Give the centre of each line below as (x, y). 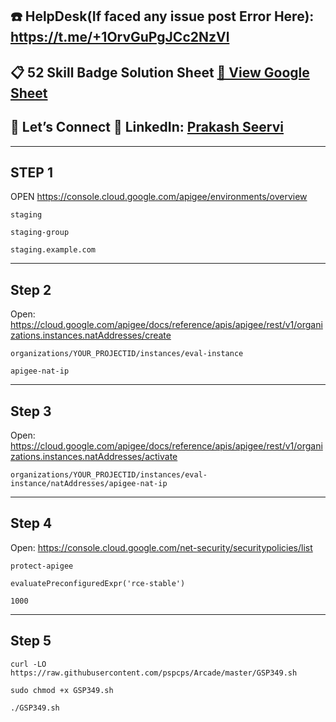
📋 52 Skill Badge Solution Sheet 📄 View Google (160, 72)
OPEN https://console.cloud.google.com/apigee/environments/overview (159, 197)
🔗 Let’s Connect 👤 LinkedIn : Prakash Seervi (147, 127)
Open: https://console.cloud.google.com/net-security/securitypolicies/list (161, 547)
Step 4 (31, 523)
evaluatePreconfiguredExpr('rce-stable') (98, 583)
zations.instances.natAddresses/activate (94, 457)
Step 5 (31, 641)
